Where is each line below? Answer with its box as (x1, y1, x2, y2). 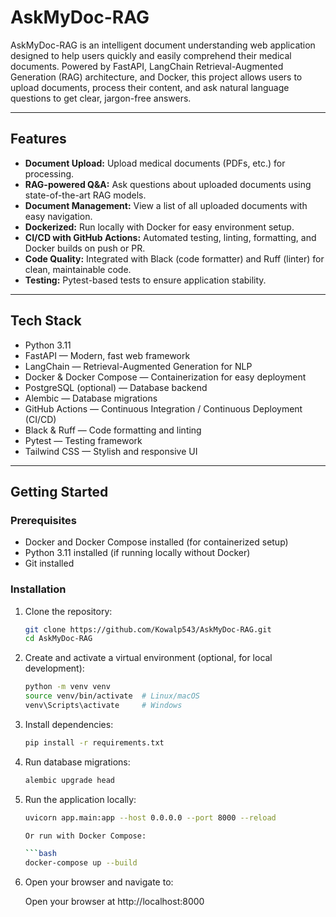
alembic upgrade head (24, 775, 115, 785)
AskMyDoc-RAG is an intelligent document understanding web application (10, 39, 316, 51)
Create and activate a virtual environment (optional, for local (24, 652, 273, 664)
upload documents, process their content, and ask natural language (10, 81, 290, 93)
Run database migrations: (24, 756, 131, 768)
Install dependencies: (24, 718, 114, 730)
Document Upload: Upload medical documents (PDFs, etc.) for (24, 157, 286, 169)
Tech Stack (10, 312, 82, 330)
